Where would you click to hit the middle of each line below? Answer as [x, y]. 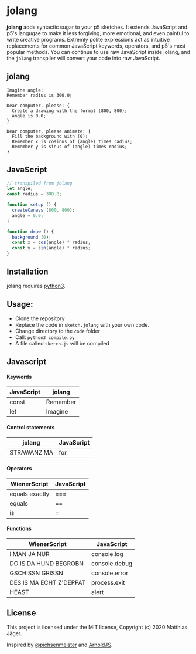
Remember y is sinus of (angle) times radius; [70, 147]
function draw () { [30, 232]
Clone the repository [40, 318]
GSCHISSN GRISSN [37, 573]
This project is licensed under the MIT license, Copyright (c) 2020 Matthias [97, 627]
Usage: [20, 304]
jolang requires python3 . [36, 286]
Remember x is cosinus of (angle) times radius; [72, 141]
